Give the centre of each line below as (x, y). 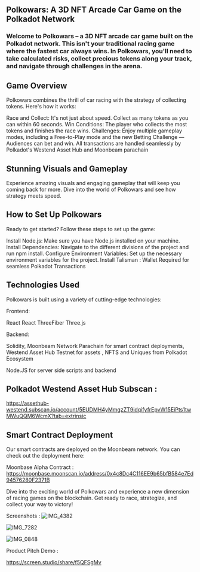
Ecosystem (20, 358)
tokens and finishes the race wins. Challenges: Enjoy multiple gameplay (94, 131)
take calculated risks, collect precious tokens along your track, (99, 59)
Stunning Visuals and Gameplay (67, 169)
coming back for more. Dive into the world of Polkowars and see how (91, 189)
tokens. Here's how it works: (41, 107)
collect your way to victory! (40, 504)
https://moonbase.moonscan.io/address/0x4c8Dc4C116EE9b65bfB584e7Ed (100, 474)
